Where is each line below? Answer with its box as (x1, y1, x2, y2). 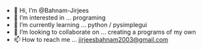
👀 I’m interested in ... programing (13, 14, 106, 22)
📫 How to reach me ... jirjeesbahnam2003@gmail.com (13, 36, 169, 43)
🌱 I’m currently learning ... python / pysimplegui (13, 21, 148, 28)
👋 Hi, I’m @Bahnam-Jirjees (13, 7, 90, 14)
